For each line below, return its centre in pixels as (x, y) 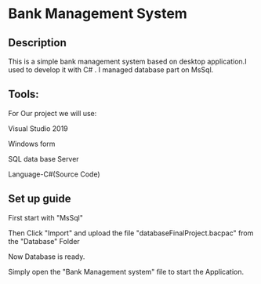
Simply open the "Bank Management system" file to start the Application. (126, 271)
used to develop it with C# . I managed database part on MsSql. (111, 70)
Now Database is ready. (47, 257)
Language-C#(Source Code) (54, 174)
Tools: (24, 95)
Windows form (32, 144)
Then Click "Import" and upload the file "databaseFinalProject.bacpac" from (131, 233)
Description (37, 43)
